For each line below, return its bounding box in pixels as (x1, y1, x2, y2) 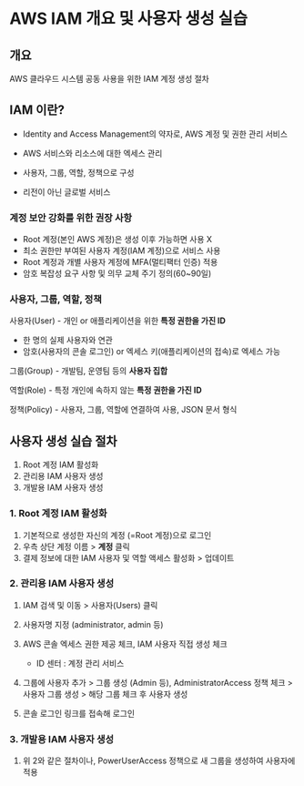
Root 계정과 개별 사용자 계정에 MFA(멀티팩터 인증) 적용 (22, 257, 218, 268)
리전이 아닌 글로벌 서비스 (22, 186, 111, 197)
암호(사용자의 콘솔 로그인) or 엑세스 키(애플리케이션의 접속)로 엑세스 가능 (22, 346, 280, 357)
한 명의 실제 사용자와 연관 (22, 334, 114, 346)
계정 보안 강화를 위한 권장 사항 (9, 211, 133, 224)
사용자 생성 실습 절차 (9, 434, 117, 449)
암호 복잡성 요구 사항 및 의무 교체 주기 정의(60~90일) (22, 268, 212, 279)
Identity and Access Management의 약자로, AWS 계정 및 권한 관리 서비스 (22, 128, 289, 139)
